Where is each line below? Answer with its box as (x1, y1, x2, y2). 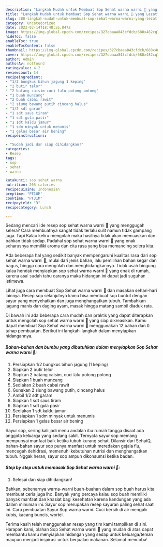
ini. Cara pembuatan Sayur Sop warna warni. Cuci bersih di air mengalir (5, 507, 148, 513)
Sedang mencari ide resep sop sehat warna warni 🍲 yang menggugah (5, 223, 145, 228)
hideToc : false (5, 34, 36, 39)
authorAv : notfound (5, 61, 45, 66)
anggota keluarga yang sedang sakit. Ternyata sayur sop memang (5, 433, 137, 439)
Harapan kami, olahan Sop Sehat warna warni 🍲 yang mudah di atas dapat (5, 527, 154, 532)
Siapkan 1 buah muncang (12, 377, 63, 383)
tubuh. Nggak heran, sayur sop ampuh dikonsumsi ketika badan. (5, 453, 134, 459)
